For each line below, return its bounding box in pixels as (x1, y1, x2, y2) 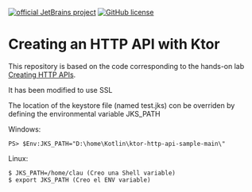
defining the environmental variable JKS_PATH (8, 109, 161, 118)
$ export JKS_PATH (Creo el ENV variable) (8, 175, 151, 184)
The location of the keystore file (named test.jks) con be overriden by (8, 100, 235, 110)
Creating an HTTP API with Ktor (8, 36, 220, 53)
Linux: (8, 153, 29, 163)
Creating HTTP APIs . (8, 70, 76, 79)
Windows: (8, 124, 41, 134)
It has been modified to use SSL (8, 85, 113, 94)
